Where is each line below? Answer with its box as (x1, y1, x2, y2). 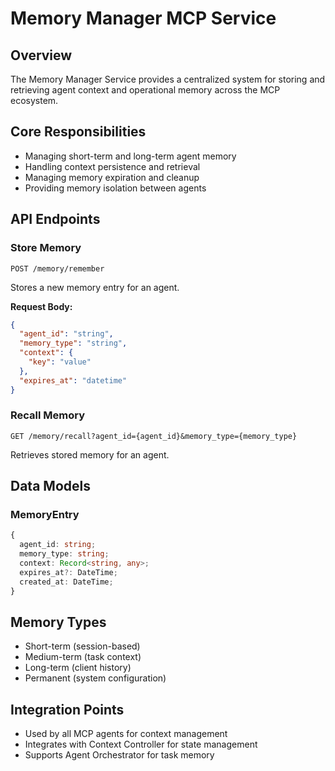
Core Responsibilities (10, 123, 147, 141)
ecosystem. (10, 95, 59, 106)
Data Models (10, 478, 91, 495)
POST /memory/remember (10, 263, 105, 274)
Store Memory (10, 241, 82, 255)
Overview (10, 47, 73, 64)
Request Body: (10, 300, 73, 312)
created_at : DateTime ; (19, 577, 114, 587)
